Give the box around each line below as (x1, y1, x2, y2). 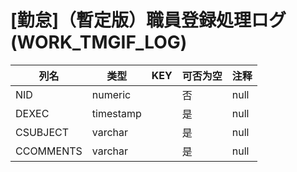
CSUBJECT (15, 125, 70, 139)
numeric (91, 87, 132, 101)
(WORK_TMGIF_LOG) (10, 31, 188, 54)
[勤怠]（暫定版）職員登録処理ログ (10, 9, 287, 32)
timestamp (91, 106, 142, 120)
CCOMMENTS (15, 144, 83, 158)
